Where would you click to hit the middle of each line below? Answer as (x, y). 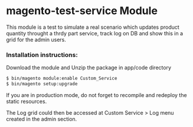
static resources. (27, 101)
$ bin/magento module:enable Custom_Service (62, 78)
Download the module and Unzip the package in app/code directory (89, 68)
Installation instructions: (42, 55)
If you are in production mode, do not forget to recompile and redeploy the (97, 95)
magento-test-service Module (82, 11)
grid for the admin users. (36, 39)
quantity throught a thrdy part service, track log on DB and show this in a (95, 33)
